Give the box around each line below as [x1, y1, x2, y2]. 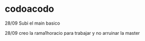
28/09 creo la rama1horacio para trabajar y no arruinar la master [5, 30, 140, 36]
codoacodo [5, 3, 54, 15]
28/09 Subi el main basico [5, 20, 60, 26]
